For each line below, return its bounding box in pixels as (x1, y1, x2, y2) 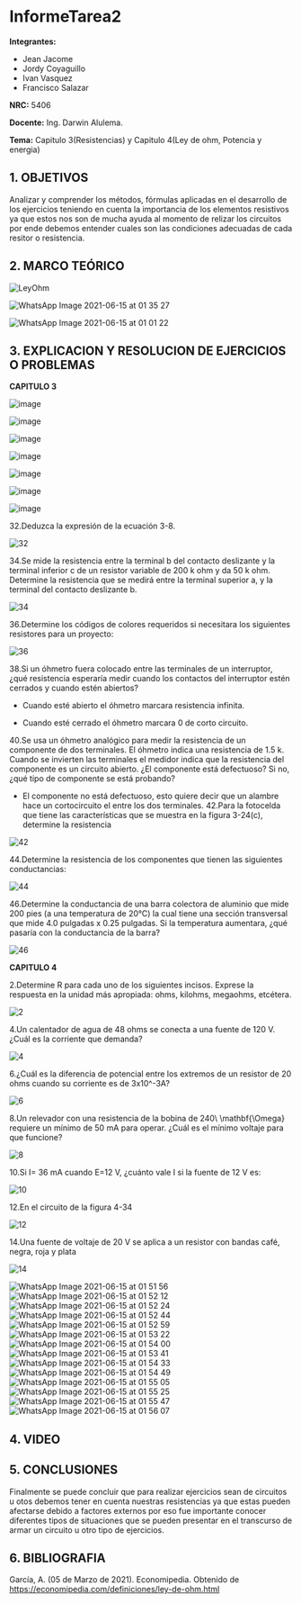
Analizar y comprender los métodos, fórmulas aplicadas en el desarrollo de (9, 194, 288, 204)
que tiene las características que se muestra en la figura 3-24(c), (22, 810, 263, 821)
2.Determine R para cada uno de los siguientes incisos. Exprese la (9, 979, 254, 991)
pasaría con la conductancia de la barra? (9, 927, 160, 938)
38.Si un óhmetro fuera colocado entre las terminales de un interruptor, (9, 663, 273, 674)
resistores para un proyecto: (9, 628, 114, 640)
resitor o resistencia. (9, 232, 85, 243)
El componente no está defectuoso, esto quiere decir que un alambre (22, 790, 279, 802)
